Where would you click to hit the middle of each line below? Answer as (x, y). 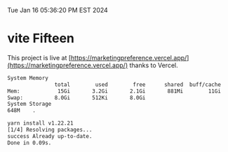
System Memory (28, 78)
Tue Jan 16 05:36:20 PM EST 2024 (58, 10)
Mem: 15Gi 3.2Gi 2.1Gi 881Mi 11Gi (114, 91)
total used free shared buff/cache (138, 84)
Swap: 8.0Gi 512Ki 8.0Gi (76, 97)
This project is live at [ (39, 57)
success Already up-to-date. (50, 136)
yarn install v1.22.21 (40, 123)
